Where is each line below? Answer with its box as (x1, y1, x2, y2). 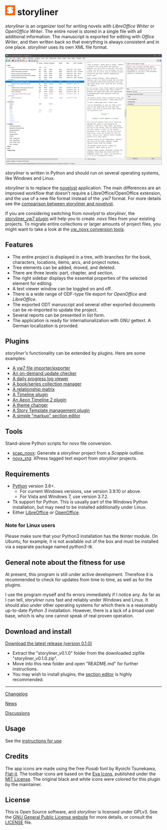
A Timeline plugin (12, 391, 48, 398)
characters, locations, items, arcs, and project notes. (12, 259, 120, 265)
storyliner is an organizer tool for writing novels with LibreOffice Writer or (5, 23, 155, 29)
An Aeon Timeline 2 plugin (12, 397, 67, 403)
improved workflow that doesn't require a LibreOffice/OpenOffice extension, (5, 190, 162, 196)
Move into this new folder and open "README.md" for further (12, 660, 139, 667)
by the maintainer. (5, 781, 42, 787)
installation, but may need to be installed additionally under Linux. (12, 504, 147, 510)
